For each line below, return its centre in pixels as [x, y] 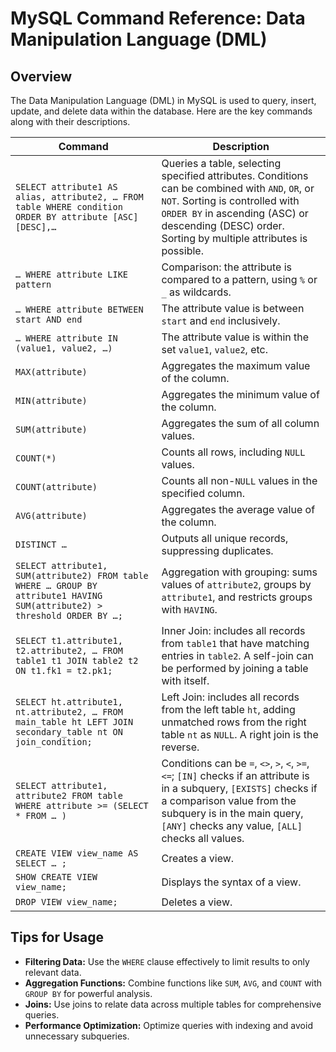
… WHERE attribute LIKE [72, 274]
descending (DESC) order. [223, 225]
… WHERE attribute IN [66, 338]
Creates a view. [198, 858]
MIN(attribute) [51, 400]
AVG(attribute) [51, 515]
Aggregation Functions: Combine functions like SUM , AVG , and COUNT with [173, 983]
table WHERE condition [69, 207]
